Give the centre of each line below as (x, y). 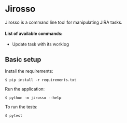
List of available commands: (34, 33)
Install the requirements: (29, 71)
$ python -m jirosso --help (33, 98)
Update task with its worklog (40, 44)
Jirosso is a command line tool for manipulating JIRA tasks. (64, 22)
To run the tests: (21, 107)
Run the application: (25, 89)
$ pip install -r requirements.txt (41, 80)
